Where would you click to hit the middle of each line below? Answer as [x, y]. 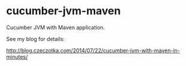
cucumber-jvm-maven [63, 11]
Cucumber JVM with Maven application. [56, 27]
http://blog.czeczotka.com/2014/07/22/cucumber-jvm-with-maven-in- [93, 50]
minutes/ [17, 56]
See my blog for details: [35, 39]
